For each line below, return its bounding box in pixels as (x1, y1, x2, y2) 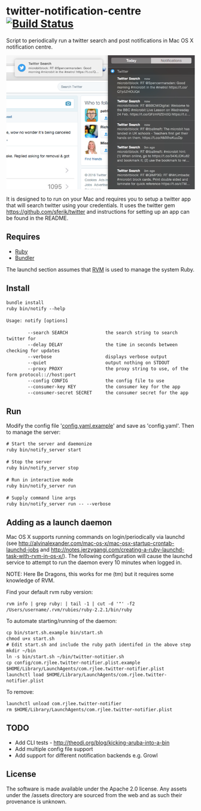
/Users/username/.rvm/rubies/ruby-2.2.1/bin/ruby (6, 607, 133, 613)
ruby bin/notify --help (6, 306, 66, 312)
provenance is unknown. (6, 798, 67, 805)
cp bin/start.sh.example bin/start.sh (6, 630, 103, 636)
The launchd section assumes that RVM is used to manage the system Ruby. (6, 266, 195, 273)
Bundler (14, 254, 35, 261)
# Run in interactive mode (6, 477, 74, 483)
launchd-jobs (6, 545, 39, 553)
